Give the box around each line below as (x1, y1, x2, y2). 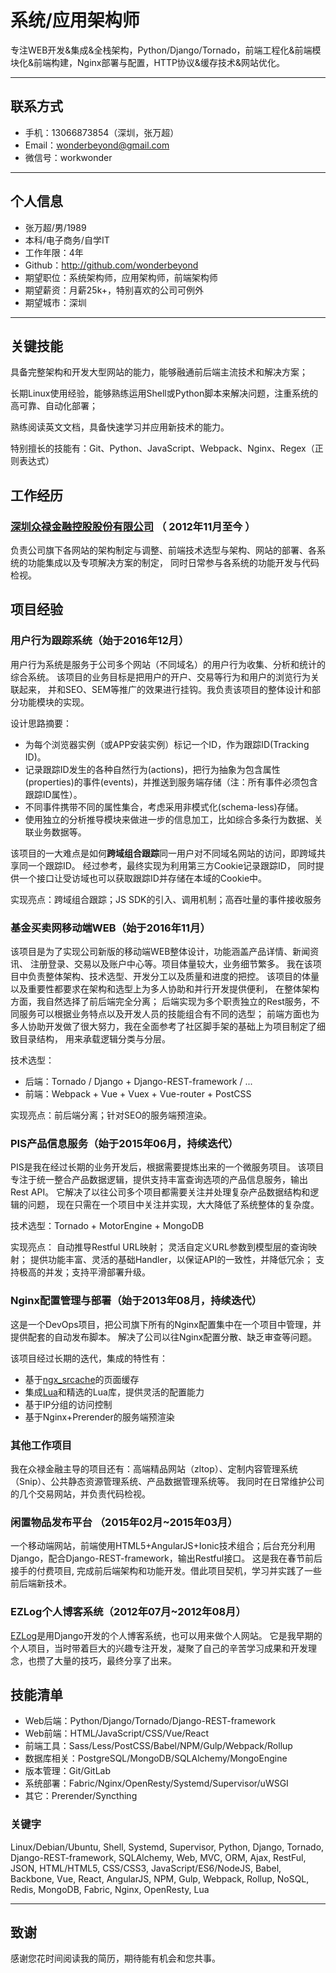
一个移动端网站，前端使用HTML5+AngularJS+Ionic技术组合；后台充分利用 (10, 1540, 316, 1552)
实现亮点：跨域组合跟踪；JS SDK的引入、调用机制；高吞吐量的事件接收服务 (10, 893, 322, 905)
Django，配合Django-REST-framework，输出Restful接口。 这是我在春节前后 (10, 1552, 323, 1565)
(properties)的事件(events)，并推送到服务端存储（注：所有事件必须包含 (24, 776, 318, 788)
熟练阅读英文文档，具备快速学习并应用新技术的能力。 (10, 421, 230, 433)
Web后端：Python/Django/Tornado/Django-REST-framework (24, 1715, 276, 1727)
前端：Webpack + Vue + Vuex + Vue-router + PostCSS (24, 1088, 252, 1100)
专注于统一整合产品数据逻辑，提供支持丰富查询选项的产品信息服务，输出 (10, 1174, 308, 1186)
